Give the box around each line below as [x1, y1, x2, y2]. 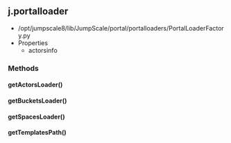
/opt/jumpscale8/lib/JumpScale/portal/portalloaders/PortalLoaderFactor [17, 24, 224, 32]
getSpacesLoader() [8, 112, 65, 121]
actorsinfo [28, 46, 58, 54]
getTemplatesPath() [8, 128, 67, 137]
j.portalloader [8, 6, 69, 17]
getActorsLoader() [8, 81, 63, 89]
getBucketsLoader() [8, 96, 67, 105]
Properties [17, 38, 48, 47]
